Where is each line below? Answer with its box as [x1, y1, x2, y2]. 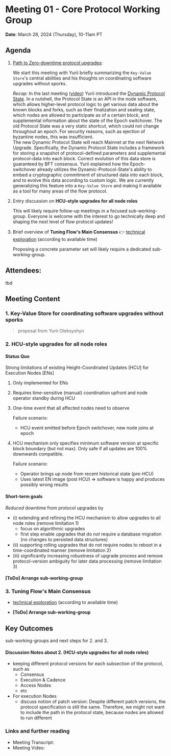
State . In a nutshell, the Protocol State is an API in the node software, [12, 95, 157, 102]
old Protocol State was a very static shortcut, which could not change [12, 123, 159, 129]
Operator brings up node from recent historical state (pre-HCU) [20, 471, 154, 477]
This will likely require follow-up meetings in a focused [12, 208, 128, 214]
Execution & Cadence [20, 677, 66, 683]
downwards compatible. [12, 451, 64, 457]
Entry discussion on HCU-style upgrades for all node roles [12, 198, 138, 204]
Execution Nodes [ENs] [5, 370, 55, 376]
